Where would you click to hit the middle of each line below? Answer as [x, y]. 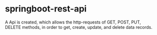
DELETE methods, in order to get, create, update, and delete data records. [79, 27]
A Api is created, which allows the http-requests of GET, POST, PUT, [73, 22]
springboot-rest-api [46, 9]
